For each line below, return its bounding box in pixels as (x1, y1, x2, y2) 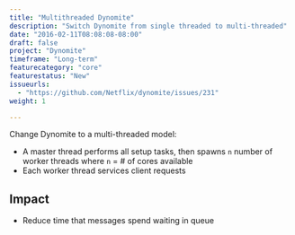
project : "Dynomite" (9, 47, 87, 56)
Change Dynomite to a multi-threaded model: (9, 129, 177, 140)
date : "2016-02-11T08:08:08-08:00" (9, 30, 143, 39)
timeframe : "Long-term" (9, 55, 99, 64)
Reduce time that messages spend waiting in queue (22, 215, 214, 226)
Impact (9, 191, 49, 206)
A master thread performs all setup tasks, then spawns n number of (22, 146, 273, 157)
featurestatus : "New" (9, 72, 91, 81)
